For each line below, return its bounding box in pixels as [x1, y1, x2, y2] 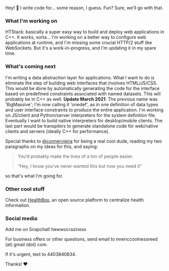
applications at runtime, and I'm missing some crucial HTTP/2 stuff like [5, 39, 152, 46]
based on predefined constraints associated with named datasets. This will [5, 91, 161, 97]
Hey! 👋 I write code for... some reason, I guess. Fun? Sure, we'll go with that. [5, 5, 164, 11]
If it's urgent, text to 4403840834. [5, 251, 77, 257]
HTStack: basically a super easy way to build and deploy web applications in [5, 29, 164, 35]
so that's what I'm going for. [5, 172, 64, 179]
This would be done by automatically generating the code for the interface [5, 85, 160, 91]
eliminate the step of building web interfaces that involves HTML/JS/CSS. [5, 80, 158, 86]
